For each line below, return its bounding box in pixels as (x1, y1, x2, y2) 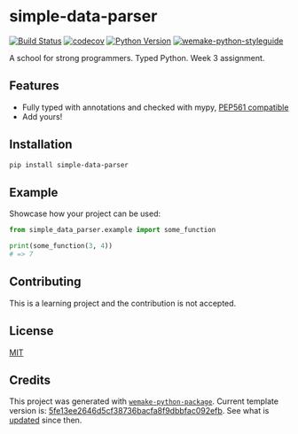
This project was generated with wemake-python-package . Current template (9, 396, 279, 407)
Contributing (9, 275, 82, 290)
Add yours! (21, 111, 63, 121)
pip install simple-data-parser (9, 160, 129, 169)
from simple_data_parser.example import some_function (9, 226, 216, 235)
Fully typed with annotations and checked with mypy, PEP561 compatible (21, 102, 289, 112)
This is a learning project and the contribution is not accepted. (9, 298, 237, 308)
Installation (9, 137, 73, 152)
